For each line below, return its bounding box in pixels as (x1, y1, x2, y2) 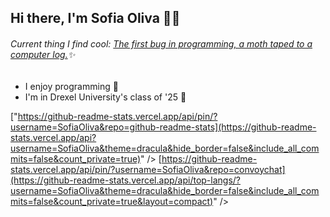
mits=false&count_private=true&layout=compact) (10, 195, 214, 207)
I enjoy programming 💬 (24, 80, 119, 92)
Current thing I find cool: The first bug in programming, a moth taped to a (10, 37, 313, 50)
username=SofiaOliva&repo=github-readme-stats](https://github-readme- (10, 121, 317, 133)
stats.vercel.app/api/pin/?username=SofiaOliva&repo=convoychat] (10, 163, 286, 175)
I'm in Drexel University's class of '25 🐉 (24, 91, 187, 103)
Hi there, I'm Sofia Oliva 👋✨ (10, 10, 181, 27)
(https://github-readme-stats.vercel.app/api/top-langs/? (10, 174, 242, 186)
